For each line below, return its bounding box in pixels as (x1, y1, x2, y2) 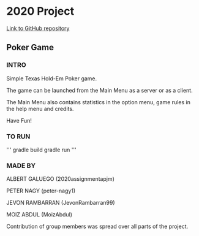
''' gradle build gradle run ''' (6, 146, 77, 153)
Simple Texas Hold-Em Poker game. (6, 75, 97, 82)
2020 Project (6, 4, 75, 18)
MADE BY (6, 161, 36, 170)
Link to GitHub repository (6, 25, 70, 32)
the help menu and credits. (6, 105, 74, 112)
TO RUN (6, 132, 31, 140)
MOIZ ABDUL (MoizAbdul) (6, 211, 72, 218)
